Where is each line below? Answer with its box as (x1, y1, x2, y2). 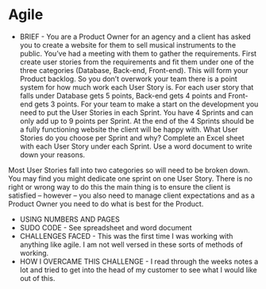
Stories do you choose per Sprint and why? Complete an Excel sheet (19, 133, 245, 142)
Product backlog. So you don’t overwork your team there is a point (19, 74, 238, 83)
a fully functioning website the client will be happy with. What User (19, 125, 238, 134)
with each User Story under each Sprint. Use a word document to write (19, 141, 253, 151)
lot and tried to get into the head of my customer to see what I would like (19, 264, 258, 275)
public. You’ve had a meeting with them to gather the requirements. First (19, 48, 256, 58)
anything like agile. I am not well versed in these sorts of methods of (19, 240, 244, 249)
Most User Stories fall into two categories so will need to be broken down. (8, 165, 250, 175)
